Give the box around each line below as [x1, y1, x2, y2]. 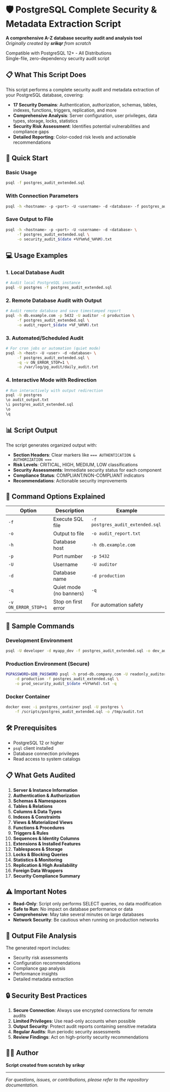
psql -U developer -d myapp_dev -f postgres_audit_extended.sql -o [6, 648, 151, 653]
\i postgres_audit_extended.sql [6, 402, 74, 407]
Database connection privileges [13, 750, 80, 756]
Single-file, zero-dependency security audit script [6, 55, 110, 61]
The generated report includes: [6, 945, 71, 951]
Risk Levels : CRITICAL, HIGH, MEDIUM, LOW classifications [13, 461, 138, 467]
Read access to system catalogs [13, 755, 81, 762]
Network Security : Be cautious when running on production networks [13, 917, 159, 923]
